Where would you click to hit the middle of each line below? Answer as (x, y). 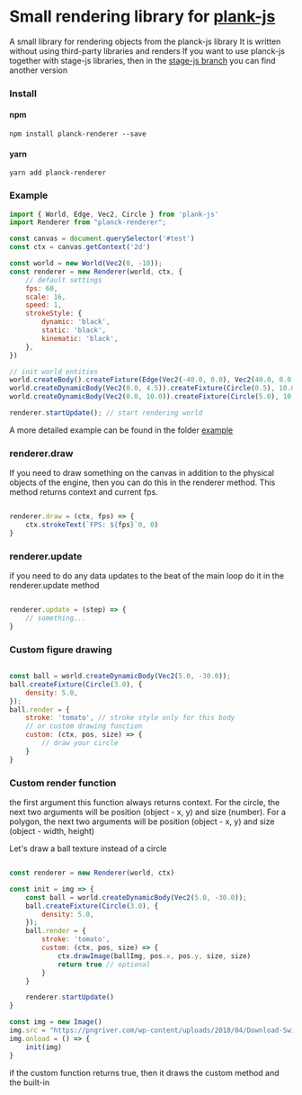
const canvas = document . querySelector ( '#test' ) (102, 239)
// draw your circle (80, 743)
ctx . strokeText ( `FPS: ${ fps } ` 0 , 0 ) (92, 525)
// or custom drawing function (84, 726)
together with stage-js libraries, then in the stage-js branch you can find (142, 60)
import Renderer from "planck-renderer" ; (88, 222)
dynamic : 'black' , (76, 322)
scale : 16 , (46, 297)
